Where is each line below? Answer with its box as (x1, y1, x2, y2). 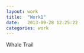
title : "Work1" (6, 14, 46, 20)
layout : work (6, 8, 38, 15)
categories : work (6, 25, 49, 31)
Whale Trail (6, 41, 34, 48)
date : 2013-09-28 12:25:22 (6, 19, 78, 25)
